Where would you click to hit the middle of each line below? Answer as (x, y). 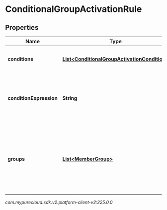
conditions (21, 59)
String (70, 98)
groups (16, 159)
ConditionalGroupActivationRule (74, 9)
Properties (22, 28)
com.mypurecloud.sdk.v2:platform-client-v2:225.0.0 (59, 202)
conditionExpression (33, 98)
